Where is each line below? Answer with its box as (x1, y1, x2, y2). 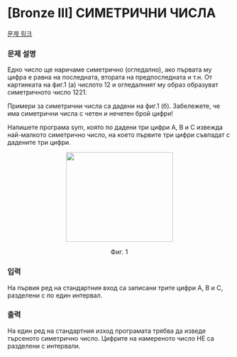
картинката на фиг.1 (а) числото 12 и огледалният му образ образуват (7, 80, 219, 89)
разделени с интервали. (7, 341, 81, 350)
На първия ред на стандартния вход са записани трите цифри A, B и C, (7, 283, 224, 292)
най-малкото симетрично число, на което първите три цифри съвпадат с (7, 131, 231, 139)
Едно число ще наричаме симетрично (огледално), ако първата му (7, 65, 212, 74)
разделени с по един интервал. (7, 291, 103, 300)
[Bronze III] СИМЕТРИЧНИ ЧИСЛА (7, 5, 216, 21)
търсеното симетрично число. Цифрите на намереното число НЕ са (7, 334, 214, 342)
